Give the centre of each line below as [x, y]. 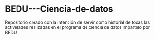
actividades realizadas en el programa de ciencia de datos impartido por [77, 27]
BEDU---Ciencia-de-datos [59, 9]
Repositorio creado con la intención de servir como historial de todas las [77, 22]
